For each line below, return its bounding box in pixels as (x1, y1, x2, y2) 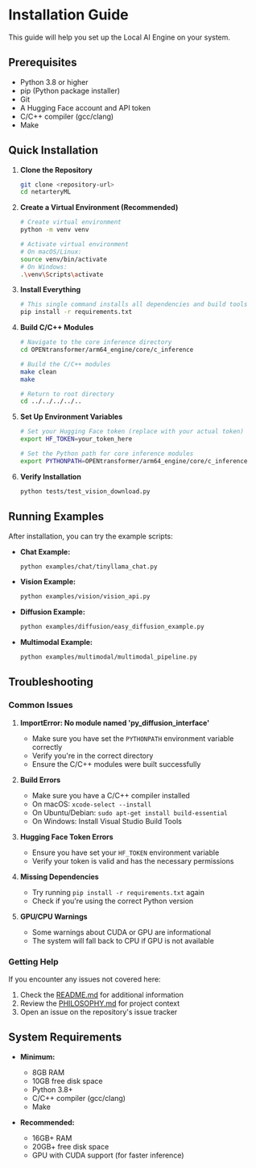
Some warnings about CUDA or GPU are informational (31, 927, 212, 937)
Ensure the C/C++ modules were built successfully (31, 759, 201, 768)
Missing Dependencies (19, 872, 99, 881)
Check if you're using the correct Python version (31, 896, 194, 906)
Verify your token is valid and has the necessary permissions (31, 856, 234, 865)
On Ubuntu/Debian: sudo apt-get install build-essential (31, 807, 228, 817)
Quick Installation (8, 144, 99, 157)
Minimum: (19, 1052, 56, 1061)
